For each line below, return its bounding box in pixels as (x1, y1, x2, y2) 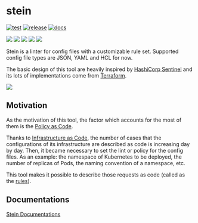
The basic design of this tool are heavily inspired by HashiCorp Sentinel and (6, 66, 193, 73)
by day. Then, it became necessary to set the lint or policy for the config (6, 147, 184, 154)
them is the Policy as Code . (6, 122, 73, 129)
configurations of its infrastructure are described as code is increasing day (6, 140, 190, 147)
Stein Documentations (6, 210, 61, 218)
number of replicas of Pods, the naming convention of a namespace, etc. (6, 159, 186, 166)
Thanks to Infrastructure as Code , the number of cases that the (6, 134, 162, 141)
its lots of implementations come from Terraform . (6, 72, 127, 79)
